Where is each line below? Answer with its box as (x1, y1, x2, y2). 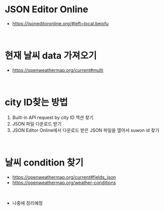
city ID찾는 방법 (5, 97, 68, 108)
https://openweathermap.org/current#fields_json (12, 174, 116, 180)
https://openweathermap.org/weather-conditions (12, 179, 116, 185)
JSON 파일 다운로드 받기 (12, 121, 62, 127)
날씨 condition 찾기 (5, 157, 84, 168)
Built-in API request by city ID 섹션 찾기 (12, 114, 94, 121)
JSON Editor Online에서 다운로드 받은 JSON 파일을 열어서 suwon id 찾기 (12, 127, 159, 133)
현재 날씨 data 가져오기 (5, 50, 97, 62)
